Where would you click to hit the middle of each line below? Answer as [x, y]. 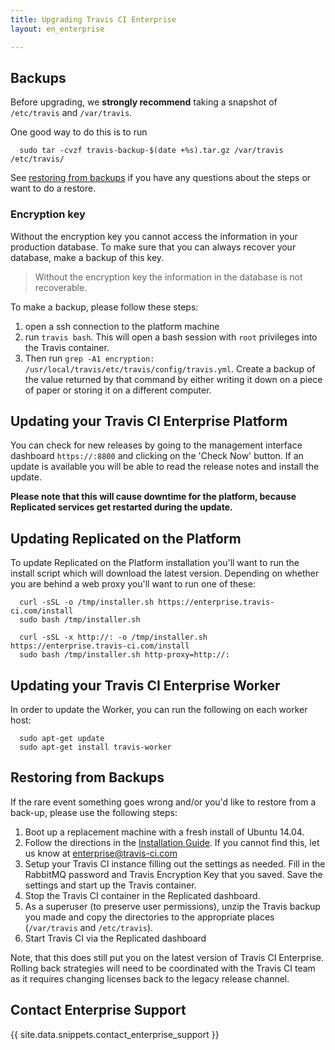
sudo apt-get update [62, 739]
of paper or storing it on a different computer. [118, 390]
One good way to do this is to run [79, 132]
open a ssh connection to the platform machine [122, 326]
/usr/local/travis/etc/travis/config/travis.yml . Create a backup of [170, 368]
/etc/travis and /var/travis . [71, 113]
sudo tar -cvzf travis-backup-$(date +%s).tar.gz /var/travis [151, 151]
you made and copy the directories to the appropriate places [149, 917]
